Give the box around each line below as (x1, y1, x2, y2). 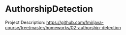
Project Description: (5, 19, 46, 25)
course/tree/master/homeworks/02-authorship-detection (5, 24, 122, 30)
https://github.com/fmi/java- (46, 19, 104, 25)
